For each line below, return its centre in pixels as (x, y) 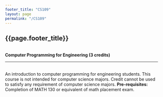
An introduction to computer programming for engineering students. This (78, 74)
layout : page (18, 14)
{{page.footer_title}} (37, 38)
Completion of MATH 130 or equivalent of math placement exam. (70, 90)
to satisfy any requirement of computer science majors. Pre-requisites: (76, 84)
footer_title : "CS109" (28, 9)
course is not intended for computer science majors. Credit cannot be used (80, 79)
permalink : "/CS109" (26, 18)
